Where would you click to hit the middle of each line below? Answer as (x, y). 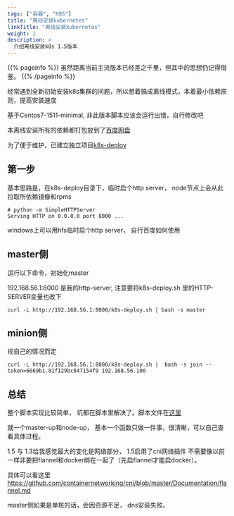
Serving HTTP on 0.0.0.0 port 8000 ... (66, 216)
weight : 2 (22, 33)
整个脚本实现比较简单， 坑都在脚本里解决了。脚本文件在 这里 (94, 412)
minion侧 (27, 333)
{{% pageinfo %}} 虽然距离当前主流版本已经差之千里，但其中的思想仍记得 (114, 67)
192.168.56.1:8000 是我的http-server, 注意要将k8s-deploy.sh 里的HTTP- (111, 288)
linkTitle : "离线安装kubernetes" (54, 27)
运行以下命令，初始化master (48, 273)
